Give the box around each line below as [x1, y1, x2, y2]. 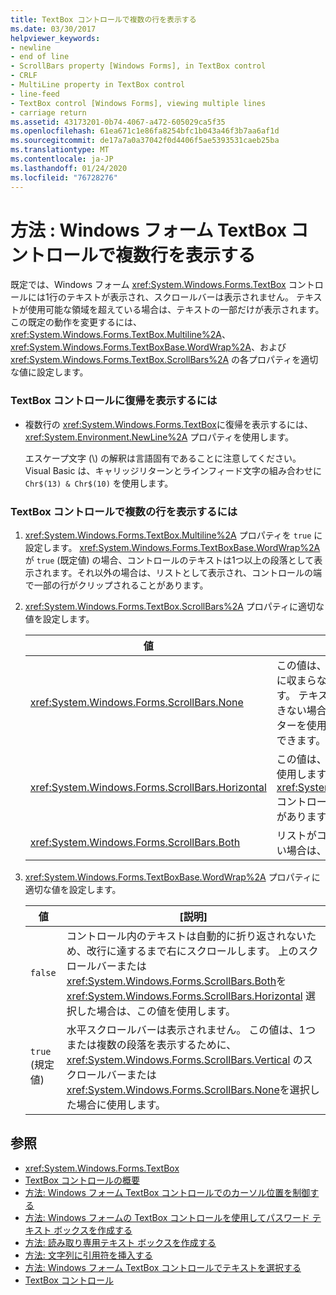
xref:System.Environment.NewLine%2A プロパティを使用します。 [24, 431, 295, 443]
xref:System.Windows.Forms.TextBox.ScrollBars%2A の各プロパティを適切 [10, 354, 319, 366]
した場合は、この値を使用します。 [76, 1004, 237, 1018]
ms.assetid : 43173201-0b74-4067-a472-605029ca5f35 [10, 117, 226, 127]
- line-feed [10, 89, 60, 99]
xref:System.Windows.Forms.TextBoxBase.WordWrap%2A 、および [10, 341, 287, 353]
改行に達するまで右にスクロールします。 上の [86, 944, 299, 958]
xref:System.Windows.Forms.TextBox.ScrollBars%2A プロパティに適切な [24, 601, 325, 613]
